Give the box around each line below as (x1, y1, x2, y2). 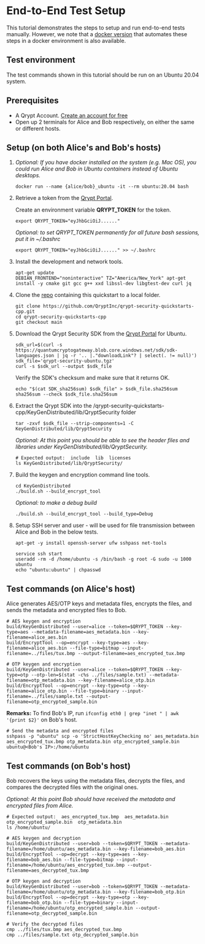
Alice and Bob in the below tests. (15, 528, 99, 535)
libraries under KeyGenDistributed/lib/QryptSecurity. (15, 443, 148, 451)
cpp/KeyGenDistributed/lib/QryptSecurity (15, 409, 120, 416)
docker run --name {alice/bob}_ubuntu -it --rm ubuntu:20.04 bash (15, 183, 189, 190)
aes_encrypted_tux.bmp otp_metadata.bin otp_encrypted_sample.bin (6, 739, 180, 745)
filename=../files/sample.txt (6, 694, 84, 700)
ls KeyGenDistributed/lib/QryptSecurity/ (15, 461, 123, 467)
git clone (15, 303, 41, 310)
